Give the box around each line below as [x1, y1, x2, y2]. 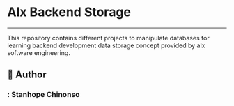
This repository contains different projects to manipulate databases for [7, 33, 210, 42]
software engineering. [7, 48, 71, 56]
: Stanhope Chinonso [7, 90, 80, 100]
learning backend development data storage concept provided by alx [7, 41, 205, 50]
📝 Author [7, 69, 47, 81]
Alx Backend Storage [7, 4, 131, 20]
